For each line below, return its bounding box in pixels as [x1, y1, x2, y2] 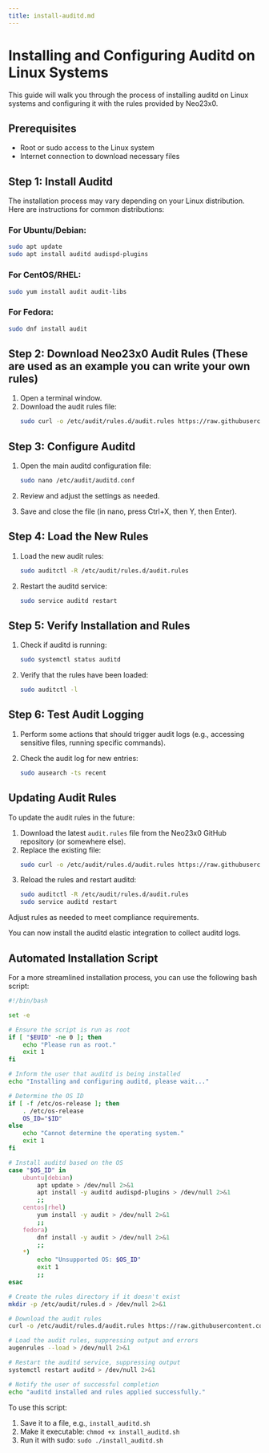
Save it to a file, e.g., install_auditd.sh [19, 1418, 151, 1427]
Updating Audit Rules [8, 792, 117, 805]
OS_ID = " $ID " [22, 1114, 62, 1122]
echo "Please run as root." [22, 1040, 116, 1048]
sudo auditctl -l [19, 686, 78, 694]
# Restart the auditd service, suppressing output [8, 1358, 181, 1367]
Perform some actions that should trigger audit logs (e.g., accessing [19, 729, 245, 739]
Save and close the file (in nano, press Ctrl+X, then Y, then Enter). [19, 507, 238, 516]
